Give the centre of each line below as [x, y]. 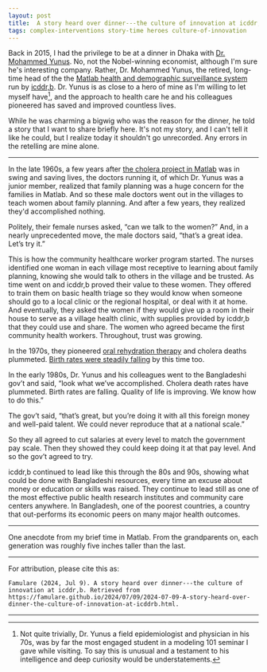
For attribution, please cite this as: [64, 569]
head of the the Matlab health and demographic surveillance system [136, 79]
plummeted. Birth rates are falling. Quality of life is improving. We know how [132, 392]
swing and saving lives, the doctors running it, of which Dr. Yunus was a [126, 178]
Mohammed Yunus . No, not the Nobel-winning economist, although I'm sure [133, 61]
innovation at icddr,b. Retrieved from [74, 591]
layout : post [30, 16]
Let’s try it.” [27, 244]
